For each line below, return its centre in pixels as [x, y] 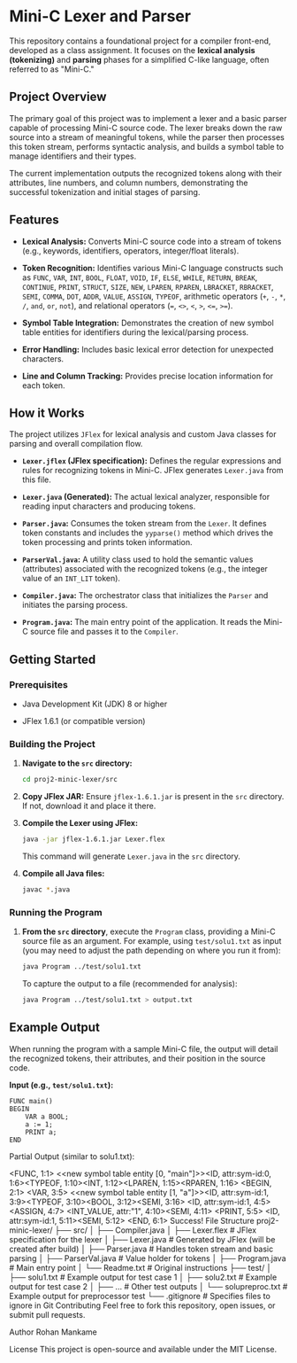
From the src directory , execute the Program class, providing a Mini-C [148, 931]
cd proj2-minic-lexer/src [69, 780]
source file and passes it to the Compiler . [104, 632]
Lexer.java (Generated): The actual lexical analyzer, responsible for [146, 497]
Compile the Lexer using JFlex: [80, 823]
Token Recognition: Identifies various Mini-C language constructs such [152, 268]
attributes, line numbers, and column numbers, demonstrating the [129, 183]
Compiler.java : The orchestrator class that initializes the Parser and [145, 596]
